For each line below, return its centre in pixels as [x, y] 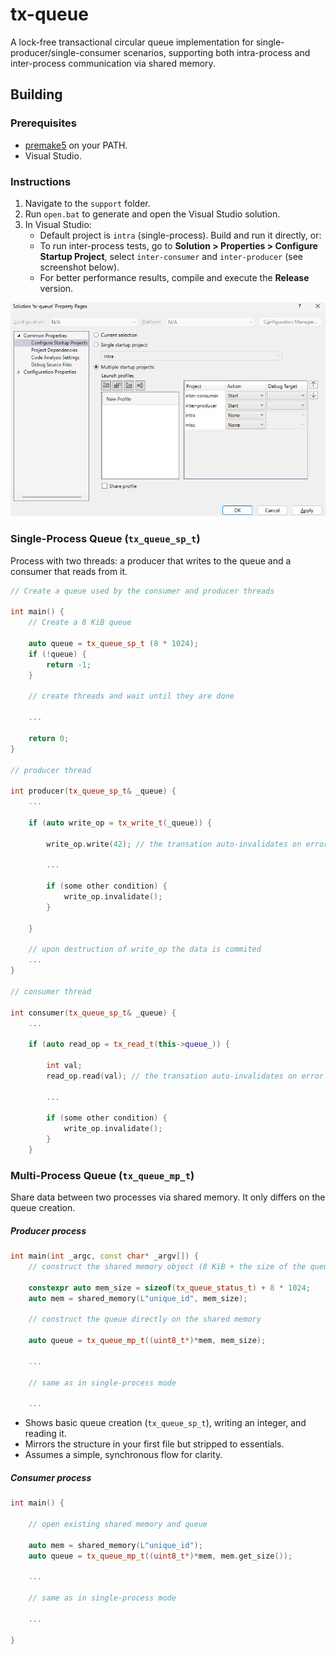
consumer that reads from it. [69, 571]
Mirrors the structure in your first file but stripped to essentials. [154, 1444]
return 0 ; [49, 738]
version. [56, 288]
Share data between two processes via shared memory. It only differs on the [168, 1197]
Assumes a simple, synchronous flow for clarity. [123, 1455]
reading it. [45, 1434]
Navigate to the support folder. [87, 203]
